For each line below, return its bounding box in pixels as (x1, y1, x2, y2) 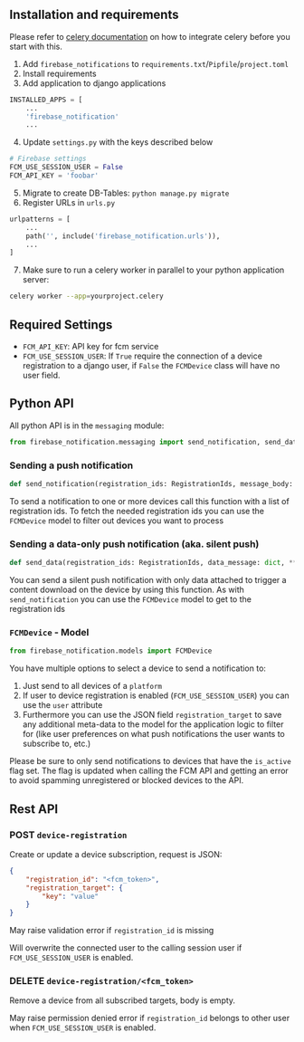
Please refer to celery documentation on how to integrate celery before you (9, 31, 291, 42)
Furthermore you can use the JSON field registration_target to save (22, 710, 282, 721)
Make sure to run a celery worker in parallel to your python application (22, 264, 285, 275)
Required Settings (9, 317, 113, 332)
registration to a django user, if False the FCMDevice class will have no (22, 360, 280, 370)
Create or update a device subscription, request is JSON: (9, 848, 223, 859)
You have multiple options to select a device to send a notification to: (9, 663, 267, 674)
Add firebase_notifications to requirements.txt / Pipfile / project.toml (22, 58, 290, 69)
